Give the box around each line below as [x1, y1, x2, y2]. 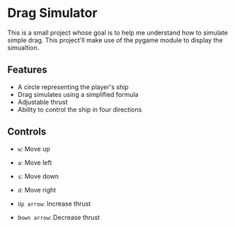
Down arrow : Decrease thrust [17, 213, 101, 221]
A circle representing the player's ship [17, 83, 129, 91]
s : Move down [17, 172, 59, 180]
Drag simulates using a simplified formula [17, 90, 139, 98]
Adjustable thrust [17, 98, 69, 106]
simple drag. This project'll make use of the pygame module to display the [7, 35, 223, 44]
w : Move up [17, 144, 51, 153]
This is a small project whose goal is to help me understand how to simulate [7, 28, 228, 37]
